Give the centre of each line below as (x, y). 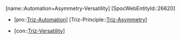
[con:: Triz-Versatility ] (39, 31)
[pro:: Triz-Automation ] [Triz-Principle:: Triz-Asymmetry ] (81, 19)
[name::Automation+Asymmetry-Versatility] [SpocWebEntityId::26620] (90, 8)
